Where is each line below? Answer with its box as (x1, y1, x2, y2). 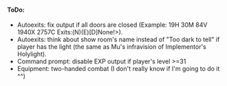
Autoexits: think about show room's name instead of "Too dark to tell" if (17, 35, 220, 44)
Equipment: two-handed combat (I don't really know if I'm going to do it (17, 65, 220, 73)
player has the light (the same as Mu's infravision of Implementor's (17, 43, 206, 51)
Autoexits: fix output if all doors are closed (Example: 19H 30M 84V (17, 21, 208, 29)
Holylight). (17, 50, 47, 58)
